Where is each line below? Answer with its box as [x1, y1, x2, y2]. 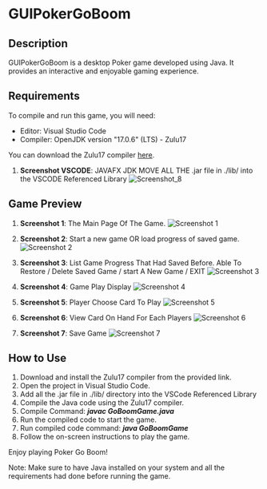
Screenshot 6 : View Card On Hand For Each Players [19, 312, 192, 322]
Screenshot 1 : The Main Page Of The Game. [19, 218, 166, 228]
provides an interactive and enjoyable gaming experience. [8, 66, 200, 76]
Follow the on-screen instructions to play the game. [19, 432, 190, 442]
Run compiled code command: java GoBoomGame [19, 423, 189, 433]
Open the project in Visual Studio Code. [19, 381, 150, 391]
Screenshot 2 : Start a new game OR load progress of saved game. [19, 233, 240, 244]
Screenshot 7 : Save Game [19, 328, 107, 338]
